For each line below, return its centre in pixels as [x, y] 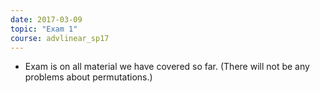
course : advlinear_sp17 [60, 38]
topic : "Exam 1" [44, 29]
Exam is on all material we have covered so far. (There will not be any [167, 67]
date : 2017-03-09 [46, 19]
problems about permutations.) [88, 77]
